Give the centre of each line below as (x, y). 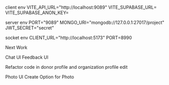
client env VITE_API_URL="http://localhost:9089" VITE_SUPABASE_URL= (81, 7)
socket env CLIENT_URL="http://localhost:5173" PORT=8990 (69, 38)
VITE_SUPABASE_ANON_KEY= (37, 13)
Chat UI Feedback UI (27, 57)
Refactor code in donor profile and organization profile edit (67, 67)
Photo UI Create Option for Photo (40, 77)
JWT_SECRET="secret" (30, 28)
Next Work (16, 47)
